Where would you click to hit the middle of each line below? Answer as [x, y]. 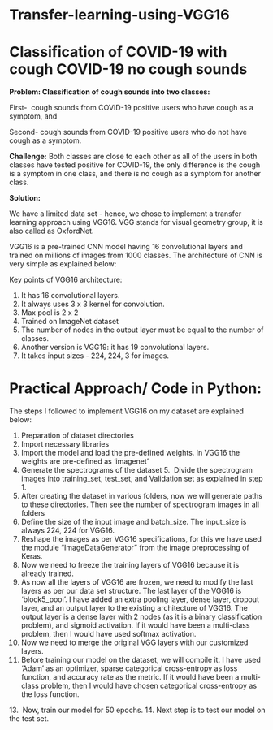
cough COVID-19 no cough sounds [128, 69]
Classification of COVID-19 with [118, 52]
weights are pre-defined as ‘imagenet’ [85, 461]
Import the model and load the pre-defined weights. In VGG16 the [130, 453]
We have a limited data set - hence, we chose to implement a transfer [126, 214]
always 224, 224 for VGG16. [67, 530]
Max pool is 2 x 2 [50, 313]
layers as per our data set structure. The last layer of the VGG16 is [131, 591]
